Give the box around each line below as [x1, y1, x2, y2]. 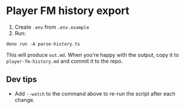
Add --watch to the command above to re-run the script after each [14, 90, 176, 97]
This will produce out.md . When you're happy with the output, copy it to [6, 51, 179, 58]
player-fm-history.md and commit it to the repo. [6, 57, 123, 64]
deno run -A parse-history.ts [6, 41, 81, 47]
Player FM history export [6, 4, 130, 18]
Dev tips [6, 74, 37, 84]
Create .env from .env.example [14, 23, 90, 30]
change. [14, 96, 35, 103]
